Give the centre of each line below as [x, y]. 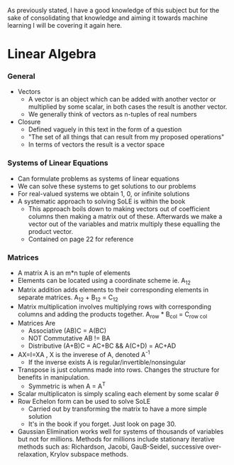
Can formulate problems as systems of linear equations [98, 178]
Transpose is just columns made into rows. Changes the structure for [118, 370]
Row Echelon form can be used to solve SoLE [84, 401]
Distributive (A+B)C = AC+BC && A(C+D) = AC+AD [102, 346]
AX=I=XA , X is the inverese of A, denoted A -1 [84, 354]
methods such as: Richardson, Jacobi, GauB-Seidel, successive [111, 447]
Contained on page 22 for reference [81, 239]
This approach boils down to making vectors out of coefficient [119, 208]
